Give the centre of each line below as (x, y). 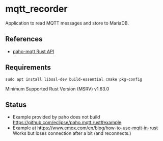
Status (16, 104)
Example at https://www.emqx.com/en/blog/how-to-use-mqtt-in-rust (85, 128)
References (24, 39)
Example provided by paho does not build (56, 117)
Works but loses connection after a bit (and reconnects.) (72, 133)
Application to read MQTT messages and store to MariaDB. (67, 23)
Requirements (28, 68)
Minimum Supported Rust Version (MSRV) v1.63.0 (57, 89)
